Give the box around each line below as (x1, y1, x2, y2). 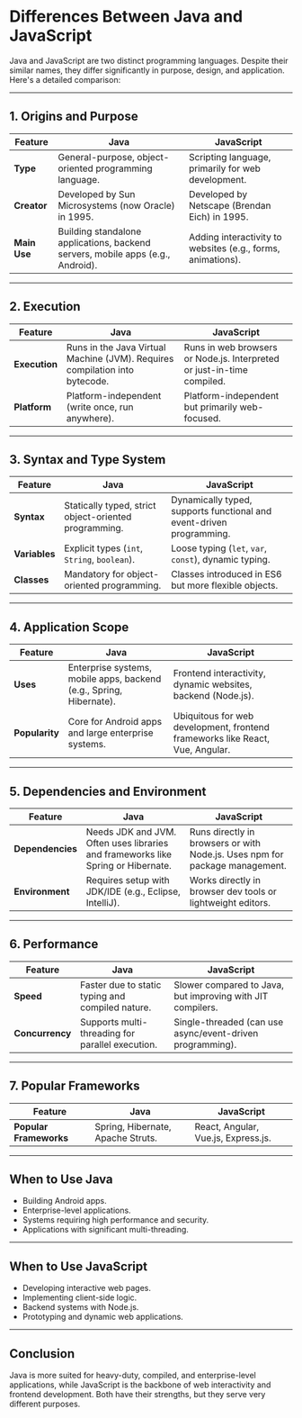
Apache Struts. (93, 1132, 157, 1144)
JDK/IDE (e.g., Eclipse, (85, 885, 182, 898)
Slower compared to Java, (173, 979, 285, 991)
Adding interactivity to (188, 230, 282, 243)
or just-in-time (183, 363, 249, 375)
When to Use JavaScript (9, 1259, 148, 1274)
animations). (188, 253, 241, 266)
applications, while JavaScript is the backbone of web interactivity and (9, 1379, 271, 1390)
